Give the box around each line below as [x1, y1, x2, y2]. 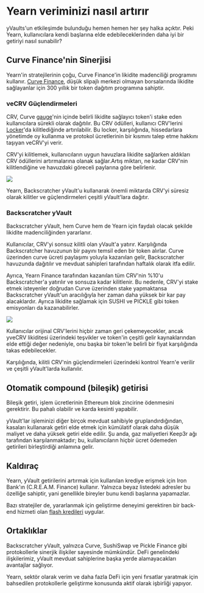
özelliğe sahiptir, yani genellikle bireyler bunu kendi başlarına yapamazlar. [6, 489, 191, 497]
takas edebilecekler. [6, 347, 57, 354]
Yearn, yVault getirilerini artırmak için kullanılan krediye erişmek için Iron [6, 477, 187, 484]
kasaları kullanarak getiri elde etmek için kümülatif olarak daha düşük [6, 424, 180, 431]
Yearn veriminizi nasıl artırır [6, 4, 149, 18]
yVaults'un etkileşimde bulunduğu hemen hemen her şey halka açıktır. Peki [6, 24, 194, 32]
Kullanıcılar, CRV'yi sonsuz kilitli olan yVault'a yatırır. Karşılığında [6, 240, 167, 248]
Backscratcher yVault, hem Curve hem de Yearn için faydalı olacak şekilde [6, 222, 193, 230]
